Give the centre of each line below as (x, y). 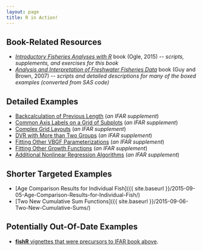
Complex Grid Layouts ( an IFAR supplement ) (70, 129)
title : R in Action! (32, 18)
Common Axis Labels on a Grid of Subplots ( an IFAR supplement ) (96, 122)
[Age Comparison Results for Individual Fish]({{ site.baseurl (89, 188)
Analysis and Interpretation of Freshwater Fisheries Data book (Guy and (105, 70)
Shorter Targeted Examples (59, 174)
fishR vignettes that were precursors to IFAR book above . (87, 241)
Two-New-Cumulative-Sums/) (53, 207)
